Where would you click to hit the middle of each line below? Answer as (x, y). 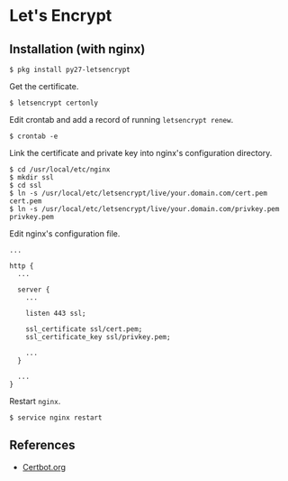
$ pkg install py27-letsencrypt (70, 69)
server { (34, 290)
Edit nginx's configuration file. (65, 234)
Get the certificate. (44, 86)
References (42, 445)
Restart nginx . (35, 401)
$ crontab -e (34, 136)
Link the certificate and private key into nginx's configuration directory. (141, 153)
